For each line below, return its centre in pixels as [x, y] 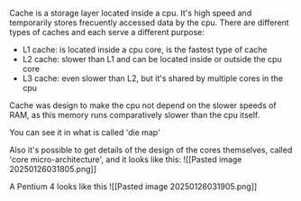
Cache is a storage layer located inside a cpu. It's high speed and [131, 13]
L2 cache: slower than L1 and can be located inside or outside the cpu [152, 59]
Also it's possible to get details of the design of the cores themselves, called [151, 150]
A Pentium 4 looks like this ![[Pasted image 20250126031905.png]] [133, 187]
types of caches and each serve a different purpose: [107, 32]
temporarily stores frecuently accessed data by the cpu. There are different [150, 23]
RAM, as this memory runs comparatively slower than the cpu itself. [135, 115]
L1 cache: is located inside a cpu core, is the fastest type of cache [145, 50]
